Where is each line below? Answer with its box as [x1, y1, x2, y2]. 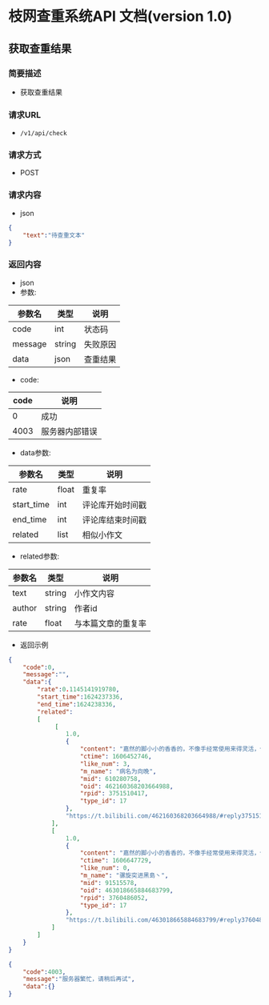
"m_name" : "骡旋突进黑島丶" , [79, 871, 169, 880]
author [12, 602, 38, 613]
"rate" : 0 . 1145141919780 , [37, 686, 120, 694]
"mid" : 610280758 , [79, 775, 142, 783]
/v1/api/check [19, 130, 67, 138]
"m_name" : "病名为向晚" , [79, 767, 157, 775]
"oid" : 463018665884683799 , [79, 886, 174, 895]
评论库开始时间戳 [82, 499, 147, 511]
